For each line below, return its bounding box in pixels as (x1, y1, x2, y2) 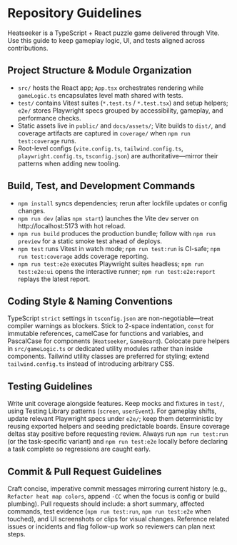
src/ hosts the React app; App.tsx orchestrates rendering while (17, 83, 204, 92)
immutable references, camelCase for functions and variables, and (7, 330, 203, 338)
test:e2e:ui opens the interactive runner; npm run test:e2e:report (17, 267, 216, 275)
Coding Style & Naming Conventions (7, 295, 173, 307)
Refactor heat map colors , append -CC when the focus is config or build (7, 492, 220, 500)
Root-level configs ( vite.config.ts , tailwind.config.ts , (17, 144, 183, 153)
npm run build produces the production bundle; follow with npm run (17, 229, 216, 238)
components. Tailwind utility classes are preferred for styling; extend (7, 352, 210, 361)
